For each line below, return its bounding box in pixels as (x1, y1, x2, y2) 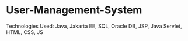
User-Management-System (6, 3, 142, 17)
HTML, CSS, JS (6, 28, 44, 35)
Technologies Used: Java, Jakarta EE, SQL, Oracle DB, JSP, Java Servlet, (6, 23, 182, 29)
